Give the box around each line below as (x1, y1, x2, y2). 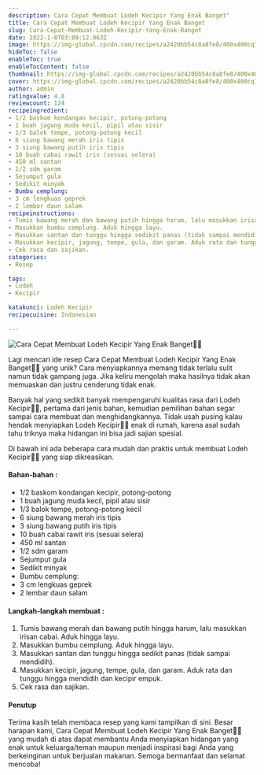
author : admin (8, 84, 55, 93)
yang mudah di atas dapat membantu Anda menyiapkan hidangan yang (8, 734, 239, 744)
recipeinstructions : (8, 210, 76, 217)
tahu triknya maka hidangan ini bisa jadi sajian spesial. (8, 428, 183, 438)
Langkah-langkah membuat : (8, 606, 104, 615)
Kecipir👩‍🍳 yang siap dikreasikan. (8, 452, 115, 462)
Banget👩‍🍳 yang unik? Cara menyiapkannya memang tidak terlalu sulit (8, 363, 233, 373)
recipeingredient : (8, 107, 68, 115)
